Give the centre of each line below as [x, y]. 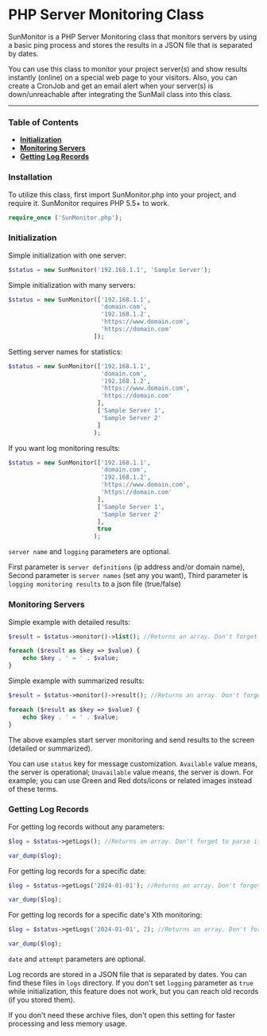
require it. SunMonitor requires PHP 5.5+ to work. [89, 203]
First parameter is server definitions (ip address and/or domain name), [126, 567]
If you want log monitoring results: [64, 448]
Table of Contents [44, 122]
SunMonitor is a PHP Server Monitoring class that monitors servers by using [133, 37]
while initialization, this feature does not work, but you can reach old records [133, 991]
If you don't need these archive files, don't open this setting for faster [122, 1015]
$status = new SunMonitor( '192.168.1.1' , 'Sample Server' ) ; [110, 270]
